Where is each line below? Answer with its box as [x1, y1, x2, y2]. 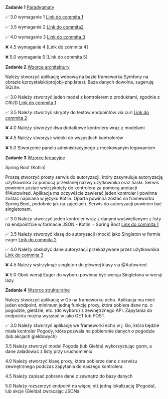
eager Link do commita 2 [5, 237, 57, 242]
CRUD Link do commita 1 [5, 100, 57, 106]
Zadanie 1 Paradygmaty [5, 5, 55, 10]
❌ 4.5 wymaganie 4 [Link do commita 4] [5, 44, 89, 50]
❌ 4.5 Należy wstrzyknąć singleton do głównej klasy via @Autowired [5, 262, 147, 267]
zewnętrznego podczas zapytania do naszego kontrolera [5, 363, 123, 369]
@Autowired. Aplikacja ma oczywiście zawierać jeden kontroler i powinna [5, 190, 157, 196]
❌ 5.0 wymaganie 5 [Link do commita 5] [5, 54, 88, 60]
